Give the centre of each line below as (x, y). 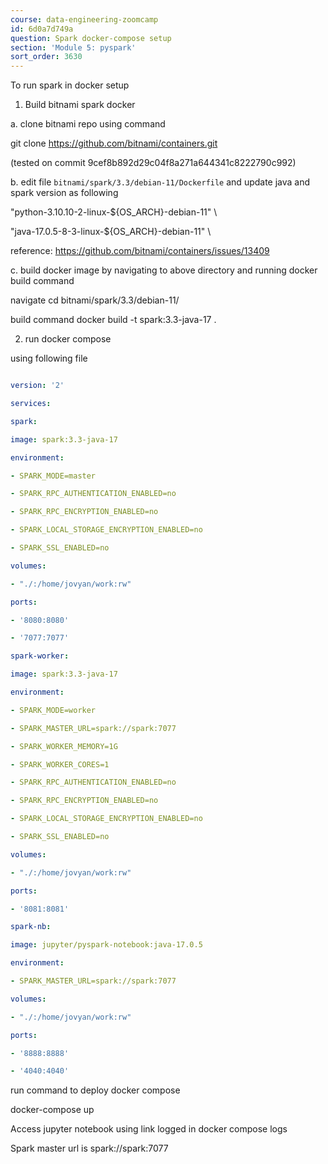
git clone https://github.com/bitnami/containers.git (114, 143)
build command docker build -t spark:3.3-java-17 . (113, 320)
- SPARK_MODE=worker (53, 710)
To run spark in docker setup (70, 85)
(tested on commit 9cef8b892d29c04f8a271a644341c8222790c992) (153, 163)
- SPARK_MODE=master (53, 476)
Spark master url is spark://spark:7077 (89, 1148)
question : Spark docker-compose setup (91, 38)
